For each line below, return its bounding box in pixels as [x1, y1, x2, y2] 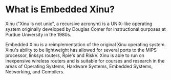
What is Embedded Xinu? [5, 4, 115, 15]
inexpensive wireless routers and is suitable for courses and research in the [5, 57, 165, 64]
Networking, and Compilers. [5, 68, 65, 75]
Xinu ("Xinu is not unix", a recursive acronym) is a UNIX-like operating [5, 21, 153, 27]
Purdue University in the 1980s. [5, 31, 72, 37]
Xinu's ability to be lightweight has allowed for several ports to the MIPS [5, 47, 157, 53]
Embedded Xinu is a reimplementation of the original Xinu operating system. [5, 41, 166, 47]
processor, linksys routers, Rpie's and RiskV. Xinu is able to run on [5, 52, 145, 58]
